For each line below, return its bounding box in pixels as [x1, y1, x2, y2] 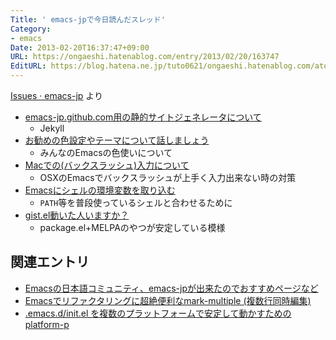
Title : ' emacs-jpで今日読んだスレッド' [10, 14, 166, 25]
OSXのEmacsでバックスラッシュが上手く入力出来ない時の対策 [39, 172, 297, 183]
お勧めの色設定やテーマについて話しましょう [24, 134, 210, 146]
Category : [10, 24, 52, 34]
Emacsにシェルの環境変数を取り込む [24, 184, 176, 196]
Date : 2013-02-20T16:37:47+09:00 [10, 42, 150, 53]
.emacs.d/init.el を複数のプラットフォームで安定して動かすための [24, 307, 292, 319]
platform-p [24, 318, 70, 330]
